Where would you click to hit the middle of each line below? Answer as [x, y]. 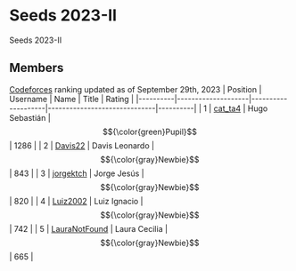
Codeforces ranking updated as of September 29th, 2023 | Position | [136, 89]
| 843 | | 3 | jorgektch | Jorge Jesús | [77, 173]
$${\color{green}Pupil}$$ [150, 132]
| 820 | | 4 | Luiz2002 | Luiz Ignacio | [77, 201]
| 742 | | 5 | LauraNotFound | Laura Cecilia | [88, 228]
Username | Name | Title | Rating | [72, 99]
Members [37, 68]
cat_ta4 [227, 108]
